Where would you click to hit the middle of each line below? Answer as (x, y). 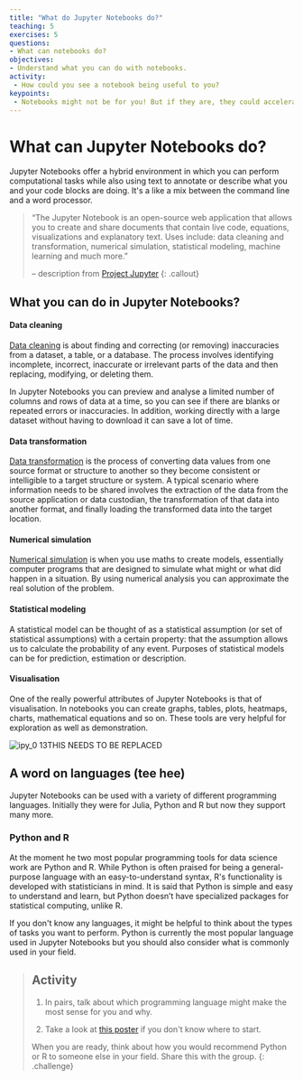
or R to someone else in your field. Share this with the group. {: (148, 1056)
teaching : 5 (32, 26)
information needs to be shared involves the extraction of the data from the (149, 490)
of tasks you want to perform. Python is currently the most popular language (151, 933)
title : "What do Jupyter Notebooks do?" (87, 18)
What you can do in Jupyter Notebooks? (125, 302)
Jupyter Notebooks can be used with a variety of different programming (143, 795)
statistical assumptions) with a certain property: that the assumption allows (149, 639)
